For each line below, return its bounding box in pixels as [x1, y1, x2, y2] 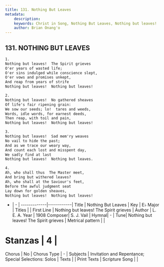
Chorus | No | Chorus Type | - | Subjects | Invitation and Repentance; [5, 251, 145, 257]
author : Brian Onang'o [14, 26, 60, 30]
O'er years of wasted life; [5, 66, 63, 71]
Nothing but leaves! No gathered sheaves [5, 97, 93, 102]
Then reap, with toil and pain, [5, 116, 71, 121]
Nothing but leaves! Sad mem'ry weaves [5, 134, 89, 139]
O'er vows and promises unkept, [5, 75, 71, 80]
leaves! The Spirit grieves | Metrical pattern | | [12, 217, 106, 224]
